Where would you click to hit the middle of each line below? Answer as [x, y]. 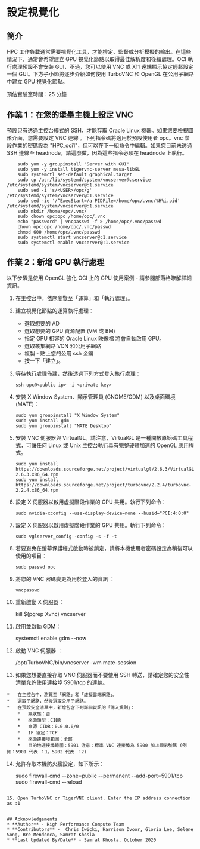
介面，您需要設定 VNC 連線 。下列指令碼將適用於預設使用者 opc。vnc [97, 137]
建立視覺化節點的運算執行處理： [54, 311]
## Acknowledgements [32, 819]
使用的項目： [31, 556]
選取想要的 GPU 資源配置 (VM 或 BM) [70, 331]
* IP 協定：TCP [37, 732]
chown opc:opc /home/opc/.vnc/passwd [64, 227]
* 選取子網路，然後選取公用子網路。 [48, 701]
